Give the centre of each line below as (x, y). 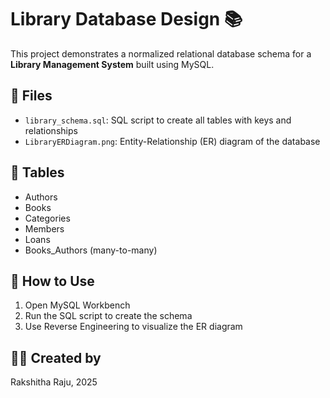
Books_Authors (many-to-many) (91, 250)
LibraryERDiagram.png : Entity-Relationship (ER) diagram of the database (172, 141)
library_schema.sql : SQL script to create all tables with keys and (158, 120)
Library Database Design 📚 (126, 19)
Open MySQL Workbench (77, 305)
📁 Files (31, 96)
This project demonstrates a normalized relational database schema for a (161, 53)
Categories (47, 218)
